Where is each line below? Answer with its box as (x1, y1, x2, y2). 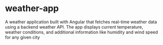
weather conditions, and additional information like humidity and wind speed (5, 29, 158, 35)
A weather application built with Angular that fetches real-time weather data (5, 19, 157, 25)
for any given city (5, 34, 40, 40)
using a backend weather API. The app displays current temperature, (5, 24, 144, 30)
